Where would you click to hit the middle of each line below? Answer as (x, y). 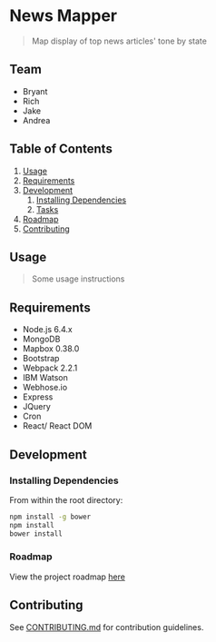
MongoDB (41, 339)
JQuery (37, 407)
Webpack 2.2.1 (50, 368)
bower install (36, 533)
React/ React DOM (57, 426)
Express (38, 397)
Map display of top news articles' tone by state (119, 41)
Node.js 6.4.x (47, 330)
